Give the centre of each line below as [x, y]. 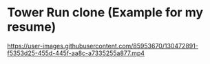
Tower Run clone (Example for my [105, 13]
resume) [32, 27]
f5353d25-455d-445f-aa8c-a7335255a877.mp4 [76, 53]
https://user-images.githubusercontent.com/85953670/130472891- [103, 46]
